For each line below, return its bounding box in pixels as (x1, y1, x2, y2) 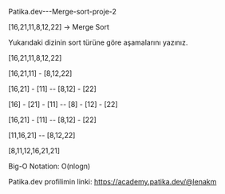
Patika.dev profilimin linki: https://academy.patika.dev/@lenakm (8, 177, 217, 186)
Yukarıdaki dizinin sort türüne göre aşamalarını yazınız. (8, 38, 188, 47)
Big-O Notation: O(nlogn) (8, 161, 91, 171)
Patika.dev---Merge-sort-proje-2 (8, 7, 117, 16)
